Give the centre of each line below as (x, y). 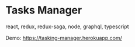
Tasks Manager (44, 10)
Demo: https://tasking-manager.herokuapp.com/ (64, 38)
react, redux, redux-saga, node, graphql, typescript (67, 26)
